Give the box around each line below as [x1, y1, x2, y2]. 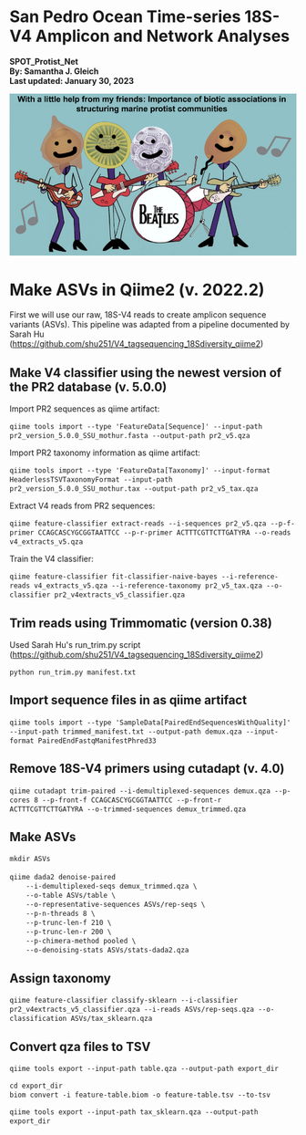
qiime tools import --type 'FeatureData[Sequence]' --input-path [9, 422, 262, 432]
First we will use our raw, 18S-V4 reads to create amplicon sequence [9, 309, 267, 320]
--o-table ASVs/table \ [25, 891, 117, 901]
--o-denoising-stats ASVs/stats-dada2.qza [25, 946, 189, 955]
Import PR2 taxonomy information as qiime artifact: [9, 447, 200, 458]
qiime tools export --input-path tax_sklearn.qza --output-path [9, 1108, 259, 1117]
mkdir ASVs [9, 855, 51, 864]
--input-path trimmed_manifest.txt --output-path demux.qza [9, 727, 243, 736]
